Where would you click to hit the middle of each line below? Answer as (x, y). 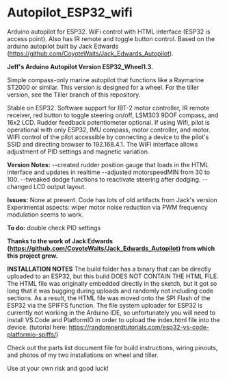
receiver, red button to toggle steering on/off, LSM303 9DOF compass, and (113, 115)
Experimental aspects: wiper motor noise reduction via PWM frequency (108, 207)
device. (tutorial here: (37, 327)
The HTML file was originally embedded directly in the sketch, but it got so (112, 283)
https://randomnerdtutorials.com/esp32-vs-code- (139, 327)
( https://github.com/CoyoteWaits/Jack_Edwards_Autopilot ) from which (111, 248)
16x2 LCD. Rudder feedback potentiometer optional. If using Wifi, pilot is (109, 122)
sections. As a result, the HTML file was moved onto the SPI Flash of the (109, 298)
